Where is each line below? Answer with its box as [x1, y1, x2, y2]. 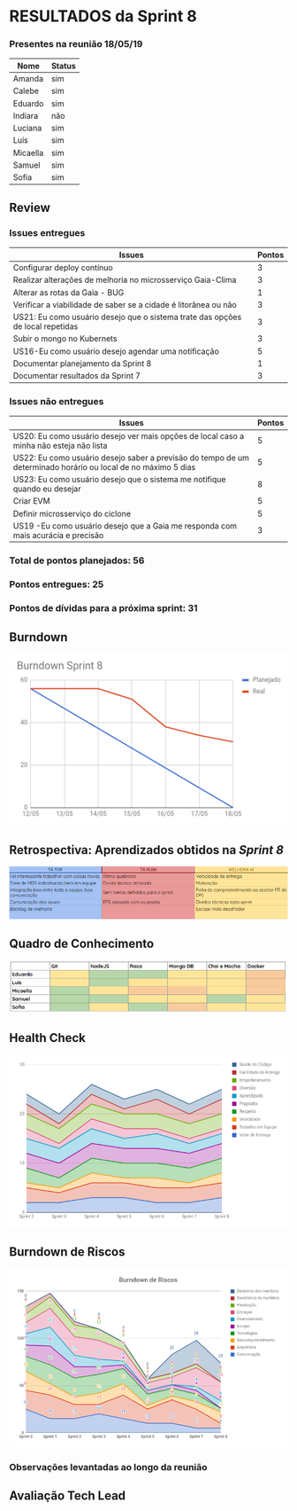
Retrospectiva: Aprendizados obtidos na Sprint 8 [9, 842, 285, 857]
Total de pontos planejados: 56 [9, 554, 145, 567]
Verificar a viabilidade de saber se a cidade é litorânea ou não [12, 299, 237, 309]
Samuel [12, 160, 41, 170]
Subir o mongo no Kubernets [12, 333, 118, 344]
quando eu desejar [12, 483, 81, 494]
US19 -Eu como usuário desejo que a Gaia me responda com [12, 521, 237, 531]
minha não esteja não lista [12, 440, 108, 450]
